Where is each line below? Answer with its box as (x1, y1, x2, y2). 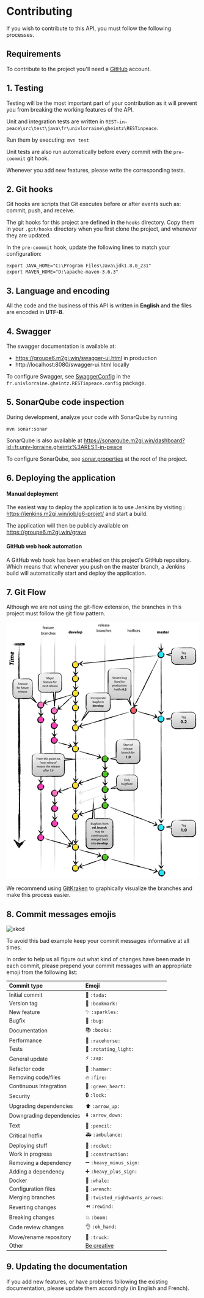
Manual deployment (6, 490, 59, 497)
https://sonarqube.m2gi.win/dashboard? (83, 437, 185, 444)
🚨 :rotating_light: (85, 1045, 134, 1053)
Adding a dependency (9, 1167, 65, 1175)
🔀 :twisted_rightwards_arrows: (85, 1194, 165, 1201)
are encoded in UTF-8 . (6, 309, 64, 316)
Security (9, 1092, 31, 1099)
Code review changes (9, 1224, 64, 1231)
